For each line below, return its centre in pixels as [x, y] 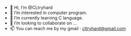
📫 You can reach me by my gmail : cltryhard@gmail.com [68, 28]
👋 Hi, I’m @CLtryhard [31, 8]
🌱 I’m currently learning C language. [46, 18]
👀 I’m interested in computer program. [48, 13]
